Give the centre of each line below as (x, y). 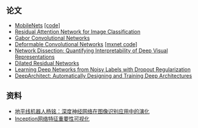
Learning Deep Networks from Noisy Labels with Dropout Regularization (103, 69)
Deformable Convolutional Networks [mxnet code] (76, 44)
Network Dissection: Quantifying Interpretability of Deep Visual (91, 50)
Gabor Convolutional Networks (52, 38)
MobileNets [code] (37, 25)
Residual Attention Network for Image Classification (77, 31)
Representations (35, 57)
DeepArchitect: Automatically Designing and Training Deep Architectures (103, 75)
